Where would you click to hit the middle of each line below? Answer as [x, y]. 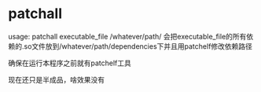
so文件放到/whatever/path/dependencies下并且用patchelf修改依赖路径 [138, 46]
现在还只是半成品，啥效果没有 [56, 79]
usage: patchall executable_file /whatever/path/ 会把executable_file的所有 [127, 36]
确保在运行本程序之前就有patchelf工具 [70, 63]
